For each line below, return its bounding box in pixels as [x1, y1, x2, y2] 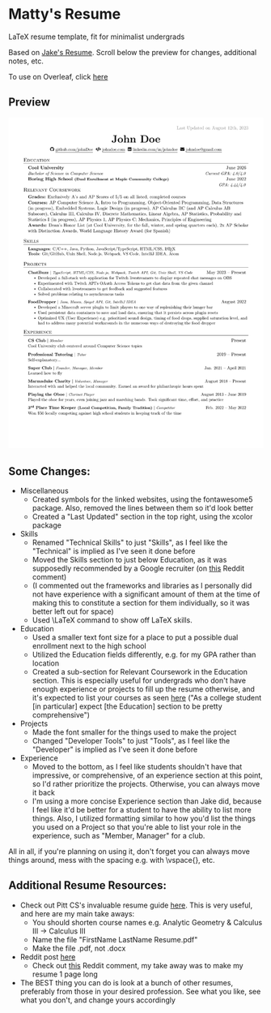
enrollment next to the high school [32, 641, 147, 651]
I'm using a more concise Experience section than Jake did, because [32, 796, 262, 806]
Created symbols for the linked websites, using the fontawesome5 [32, 494, 253, 504]
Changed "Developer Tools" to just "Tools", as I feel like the [32, 736, 231, 746]
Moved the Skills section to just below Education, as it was [32, 555, 227, 565]
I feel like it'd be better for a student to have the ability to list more [32, 805, 252, 815]
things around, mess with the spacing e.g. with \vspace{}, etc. [8, 856, 215, 865]
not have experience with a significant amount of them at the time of [32, 589, 260, 599]
